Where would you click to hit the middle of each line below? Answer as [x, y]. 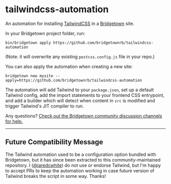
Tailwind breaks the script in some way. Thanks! [55, 176]
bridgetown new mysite [29, 76]
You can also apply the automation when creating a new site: [69, 66]
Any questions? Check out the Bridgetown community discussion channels [84, 116]
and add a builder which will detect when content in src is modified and [80, 100]
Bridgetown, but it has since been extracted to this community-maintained [83, 160]
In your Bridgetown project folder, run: [45, 33]
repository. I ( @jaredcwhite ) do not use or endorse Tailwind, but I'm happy [83, 165]
